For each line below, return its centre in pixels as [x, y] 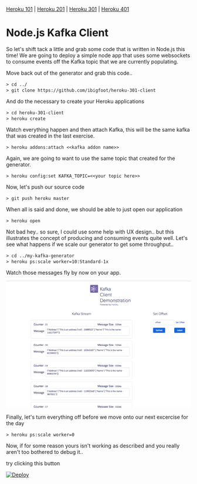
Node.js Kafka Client [57, 33]
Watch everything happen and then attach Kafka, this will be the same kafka [98, 129]
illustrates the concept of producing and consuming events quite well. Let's [97, 238]
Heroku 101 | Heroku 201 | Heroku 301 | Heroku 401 [68, 9]
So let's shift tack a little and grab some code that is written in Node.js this [96, 49]
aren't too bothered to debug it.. [45, 452]
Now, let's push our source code [45, 187]
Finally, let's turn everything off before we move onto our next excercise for [97, 417]
